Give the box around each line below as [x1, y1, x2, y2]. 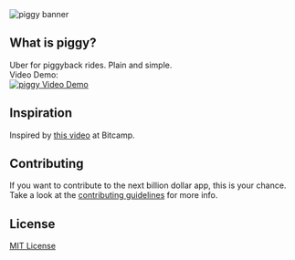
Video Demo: [9, 68, 59, 80]
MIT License [9, 241, 57, 252]
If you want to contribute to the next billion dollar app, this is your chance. [9, 180, 287, 191]
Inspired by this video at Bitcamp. [9, 130, 135, 140]
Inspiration [9, 105, 73, 121]
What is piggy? [9, 36, 98, 51]
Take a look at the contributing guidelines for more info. [9, 190, 218, 201]
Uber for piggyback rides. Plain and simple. [9, 59, 173, 70]
